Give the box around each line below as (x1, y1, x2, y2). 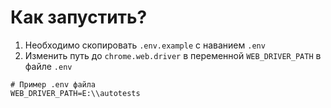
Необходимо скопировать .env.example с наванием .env (24, 39, 266, 51)
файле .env (24, 60, 73, 72)
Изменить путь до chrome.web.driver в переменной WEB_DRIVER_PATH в (24, 49, 322, 61)
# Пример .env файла (10, 79, 97, 90)
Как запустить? (10, 6, 148, 29)
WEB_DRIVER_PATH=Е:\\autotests (10, 88, 141, 98)
